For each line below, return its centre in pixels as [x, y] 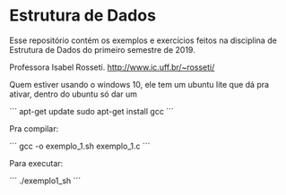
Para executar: [36, 163]
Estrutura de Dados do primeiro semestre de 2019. [102, 49]
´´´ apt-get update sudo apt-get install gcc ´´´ [92, 111]
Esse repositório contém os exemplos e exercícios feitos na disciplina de [143, 40]
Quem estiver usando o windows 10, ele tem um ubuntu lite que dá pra [139, 84]
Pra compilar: [34, 128]
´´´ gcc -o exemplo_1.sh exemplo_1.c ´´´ [80, 146]
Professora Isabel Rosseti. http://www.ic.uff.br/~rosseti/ [112, 67]
